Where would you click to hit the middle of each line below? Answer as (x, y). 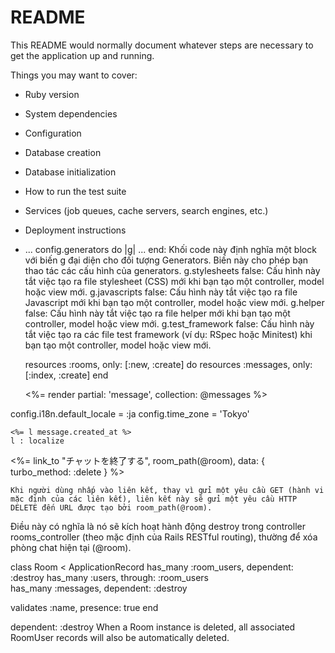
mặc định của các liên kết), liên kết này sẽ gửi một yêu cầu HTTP (154, 499)
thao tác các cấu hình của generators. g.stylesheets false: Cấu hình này (172, 270)
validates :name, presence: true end (84, 607)
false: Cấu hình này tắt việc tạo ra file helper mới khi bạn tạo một (157, 313)
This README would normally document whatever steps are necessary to (162, 45)
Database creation (63, 152)
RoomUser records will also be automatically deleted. (120, 637)
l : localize (37, 441)
